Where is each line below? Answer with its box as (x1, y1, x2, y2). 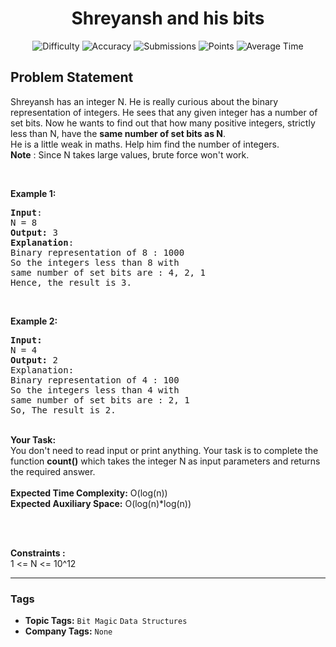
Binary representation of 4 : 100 (10, 374, 180, 386)
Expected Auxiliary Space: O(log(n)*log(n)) (10, 497, 192, 509)
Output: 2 (10, 354, 58, 366)
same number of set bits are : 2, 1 (10, 394, 190, 406)
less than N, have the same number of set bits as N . (10, 127, 226, 139)
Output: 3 (10, 227, 58, 238)
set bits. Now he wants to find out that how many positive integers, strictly (10, 117, 316, 129)
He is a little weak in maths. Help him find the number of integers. (10, 138, 280, 150)
